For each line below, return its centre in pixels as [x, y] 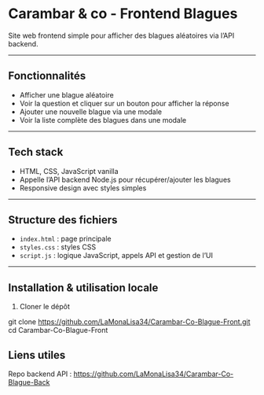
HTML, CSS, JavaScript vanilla [69, 171]
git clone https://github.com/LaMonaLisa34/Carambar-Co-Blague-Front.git [129, 322]
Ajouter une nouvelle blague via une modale [91, 112]
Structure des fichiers [63, 220]
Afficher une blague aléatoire [66, 94]
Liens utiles [37, 355]
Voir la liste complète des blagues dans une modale [103, 120]
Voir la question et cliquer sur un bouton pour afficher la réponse [124, 103]
